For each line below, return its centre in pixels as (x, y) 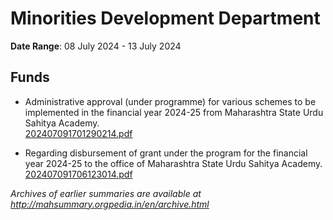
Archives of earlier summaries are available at (106, 193)
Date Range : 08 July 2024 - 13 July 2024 (96, 46)
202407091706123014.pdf (78, 174)
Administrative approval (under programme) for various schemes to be (170, 101)
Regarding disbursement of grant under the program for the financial (166, 153)
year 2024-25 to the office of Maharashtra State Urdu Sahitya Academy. (173, 163)
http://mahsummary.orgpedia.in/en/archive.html (110, 204)
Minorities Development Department (165, 18)
